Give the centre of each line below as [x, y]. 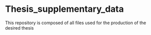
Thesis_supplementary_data [65, 9]
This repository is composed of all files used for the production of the [76, 23]
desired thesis [19, 28]
